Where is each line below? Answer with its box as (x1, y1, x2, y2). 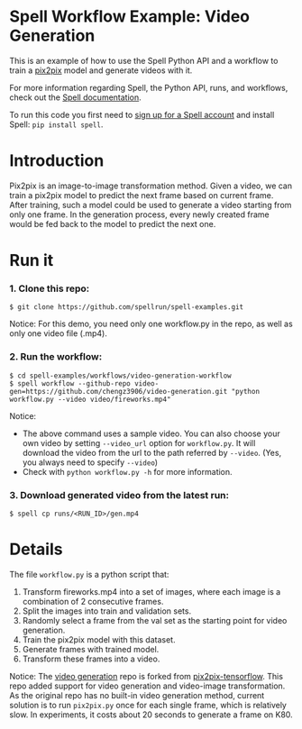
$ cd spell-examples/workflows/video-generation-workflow (9, 371, 232, 380)
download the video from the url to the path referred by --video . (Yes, (22, 447, 282, 458)
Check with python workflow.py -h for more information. (22, 466, 233, 477)
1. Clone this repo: (9, 282, 90, 295)
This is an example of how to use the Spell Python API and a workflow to (9, 55, 279, 66)
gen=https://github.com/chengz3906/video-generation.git (9, 387, 228, 396)
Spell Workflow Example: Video (9, 6, 251, 27)
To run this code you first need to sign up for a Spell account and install (9, 109, 275, 120)
